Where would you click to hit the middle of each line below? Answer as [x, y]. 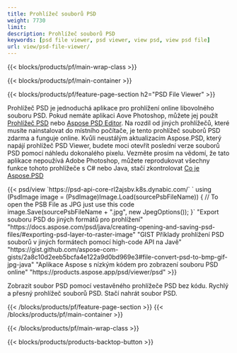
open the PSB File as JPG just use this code [71, 204]
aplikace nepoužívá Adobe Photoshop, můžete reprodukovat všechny [109, 161]
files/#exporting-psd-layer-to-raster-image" [71, 235]
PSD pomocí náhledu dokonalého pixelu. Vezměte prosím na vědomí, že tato [118, 153]
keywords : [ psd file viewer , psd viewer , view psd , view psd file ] [109, 40]
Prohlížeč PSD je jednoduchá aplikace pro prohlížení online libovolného [111, 108]
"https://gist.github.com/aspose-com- [63, 249]
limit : [17, 27]
